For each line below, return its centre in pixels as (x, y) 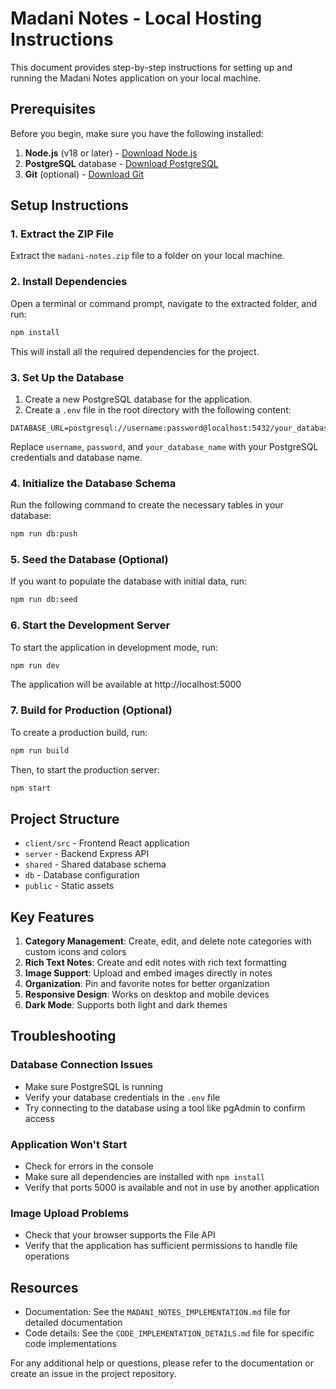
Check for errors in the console (89, 1166)
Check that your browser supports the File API (120, 1235)
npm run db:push (44, 534)
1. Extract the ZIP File (62, 234)
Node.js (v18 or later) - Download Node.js (111, 153)
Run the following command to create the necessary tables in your (147, 505)
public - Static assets (69, 886)
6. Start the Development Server (90, 625)
